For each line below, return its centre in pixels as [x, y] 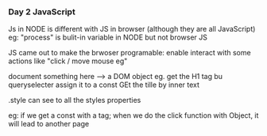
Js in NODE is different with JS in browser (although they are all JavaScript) [132, 29]
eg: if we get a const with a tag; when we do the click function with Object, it [133, 115]
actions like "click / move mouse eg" [68, 61]
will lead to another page [49, 124]
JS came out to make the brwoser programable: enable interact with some [130, 53]
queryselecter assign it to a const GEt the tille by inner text [104, 85]
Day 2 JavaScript [42, 12]
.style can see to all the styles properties [75, 100]
